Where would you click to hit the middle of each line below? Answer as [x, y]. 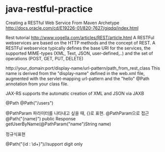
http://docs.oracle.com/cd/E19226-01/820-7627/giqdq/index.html [72, 28]
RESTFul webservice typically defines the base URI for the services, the [78, 48]
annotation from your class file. [37, 84]
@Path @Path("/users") [29, 103]
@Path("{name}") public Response [41, 118]
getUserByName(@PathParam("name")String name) [58, 124]
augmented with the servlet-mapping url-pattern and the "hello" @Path [78, 78]
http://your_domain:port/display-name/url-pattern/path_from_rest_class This [83, 68]
